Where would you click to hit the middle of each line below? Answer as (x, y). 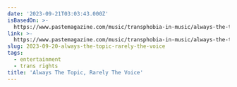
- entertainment (37, 60)
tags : (15, 53)
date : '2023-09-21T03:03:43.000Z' (58, 14)
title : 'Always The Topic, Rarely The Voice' (75, 72)
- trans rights (36, 66)
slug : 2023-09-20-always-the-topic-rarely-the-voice (86, 46)
